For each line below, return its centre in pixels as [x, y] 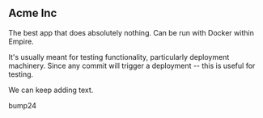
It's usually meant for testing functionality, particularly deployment [119, 57]
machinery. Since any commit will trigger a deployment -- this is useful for [132, 65]
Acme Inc [33, 13]
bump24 [23, 105]
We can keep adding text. [51, 90]
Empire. [21, 41]
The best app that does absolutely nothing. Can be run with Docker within [131, 32]
